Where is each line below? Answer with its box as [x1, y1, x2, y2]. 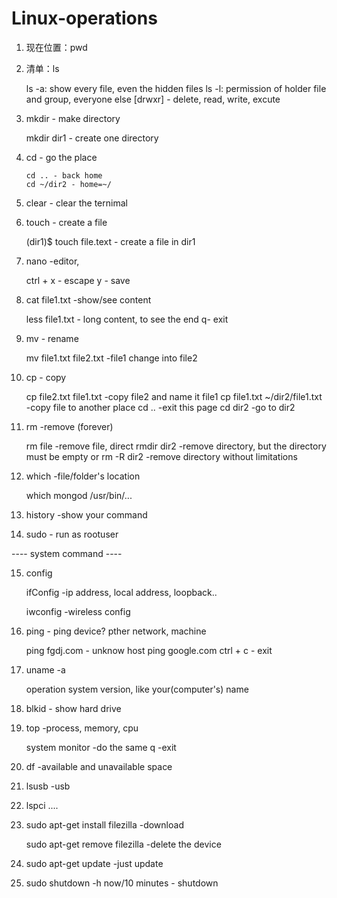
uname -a [25, 663, 66, 676]
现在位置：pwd [25, 41, 88, 53]
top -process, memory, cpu [25, 722, 139, 734]
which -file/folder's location [25, 470, 141, 482]
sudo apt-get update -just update [25, 857, 164, 869]
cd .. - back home [25, 170, 103, 181]
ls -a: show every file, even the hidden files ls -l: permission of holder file [25, 82, 327, 94]
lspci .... [25, 799, 59, 811]
